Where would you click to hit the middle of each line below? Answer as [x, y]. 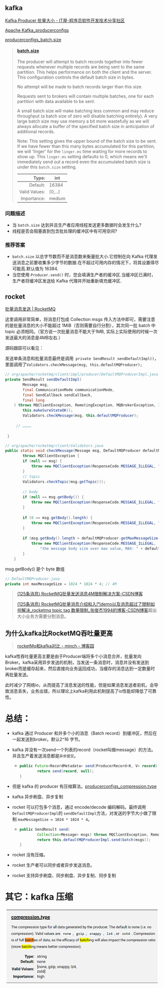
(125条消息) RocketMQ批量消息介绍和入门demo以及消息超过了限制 [84, 604]
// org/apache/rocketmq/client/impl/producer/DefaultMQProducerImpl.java [82, 375]
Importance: [33, 199]
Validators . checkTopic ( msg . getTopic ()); [64, 482]
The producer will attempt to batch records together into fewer [80, 62]
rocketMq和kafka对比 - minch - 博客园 [55, 646]
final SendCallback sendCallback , [58, 395]
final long [34, 400]
